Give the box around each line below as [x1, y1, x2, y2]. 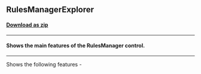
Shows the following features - [6, 60, 82, 67]
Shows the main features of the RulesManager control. [6, 42, 145, 49]
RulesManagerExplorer [6, 5, 95, 15]
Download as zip [6, 21, 48, 28]
